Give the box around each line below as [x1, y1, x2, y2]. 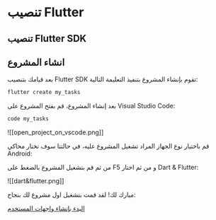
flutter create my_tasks [7, 89, 81, 96]
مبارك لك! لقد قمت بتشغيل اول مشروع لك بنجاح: [7, 190, 136, 199]
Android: [7, 149, 33, 158]
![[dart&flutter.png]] [7, 177, 64, 185]
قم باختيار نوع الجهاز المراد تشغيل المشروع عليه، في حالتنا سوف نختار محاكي [7, 142, 210, 151]
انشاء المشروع [7, 56, 65, 68]
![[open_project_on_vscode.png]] [7, 128, 104, 137]
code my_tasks [7, 115, 50, 122]
